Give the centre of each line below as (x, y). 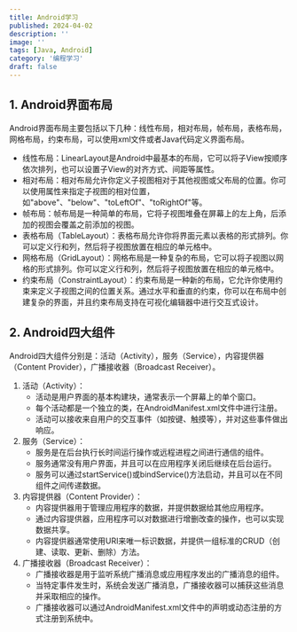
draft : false (33, 67)
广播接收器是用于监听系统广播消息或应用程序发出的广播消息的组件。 (160, 573)
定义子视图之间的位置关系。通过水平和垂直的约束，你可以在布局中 (158, 291)
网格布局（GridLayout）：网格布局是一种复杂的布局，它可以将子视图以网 (153, 257)
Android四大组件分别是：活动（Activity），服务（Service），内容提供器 (137, 355)
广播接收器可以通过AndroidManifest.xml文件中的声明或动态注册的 (155, 607)
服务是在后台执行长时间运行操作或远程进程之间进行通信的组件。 (152, 452)
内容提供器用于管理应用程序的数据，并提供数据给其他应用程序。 (152, 507)
